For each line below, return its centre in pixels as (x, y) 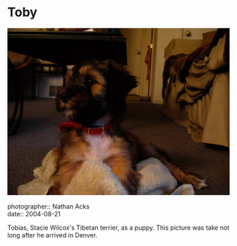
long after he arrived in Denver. (52, 235)
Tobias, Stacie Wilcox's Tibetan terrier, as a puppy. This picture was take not (119, 228)
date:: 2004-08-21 (34, 213)
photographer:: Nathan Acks (49, 206)
